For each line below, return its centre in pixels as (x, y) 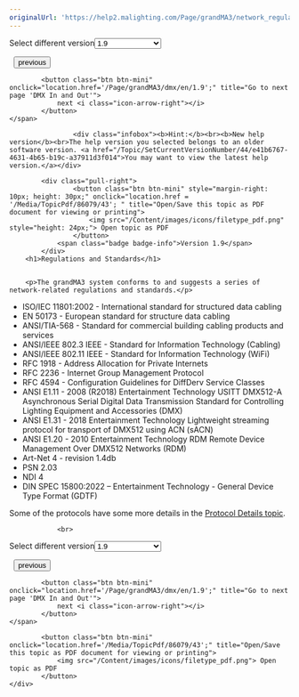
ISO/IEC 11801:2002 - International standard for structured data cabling (152, 306)
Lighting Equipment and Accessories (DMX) (102, 410)
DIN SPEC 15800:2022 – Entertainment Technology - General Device (148, 486)
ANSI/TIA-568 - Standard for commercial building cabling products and (153, 325)
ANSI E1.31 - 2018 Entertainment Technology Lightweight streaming (145, 420)
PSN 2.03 (40, 467)
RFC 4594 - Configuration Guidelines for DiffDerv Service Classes (143, 382)
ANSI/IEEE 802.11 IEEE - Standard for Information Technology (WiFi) (146, 353)
